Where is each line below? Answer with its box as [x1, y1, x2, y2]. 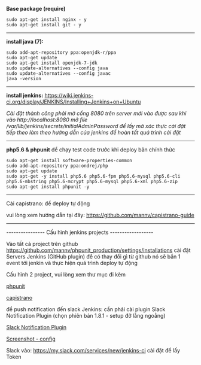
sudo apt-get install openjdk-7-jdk [6, 60, 98, 66]
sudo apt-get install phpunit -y [6, 184, 90, 190]
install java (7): [6, 38, 44, 45]
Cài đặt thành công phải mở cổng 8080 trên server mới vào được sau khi [6, 110, 187, 117]
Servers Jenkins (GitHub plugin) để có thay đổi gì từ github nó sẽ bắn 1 [6, 253, 181, 260]
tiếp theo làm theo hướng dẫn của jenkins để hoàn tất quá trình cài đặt [6, 129, 181, 136]
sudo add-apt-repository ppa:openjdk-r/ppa [6, 50, 117, 56]
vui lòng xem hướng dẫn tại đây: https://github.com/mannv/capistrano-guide [6, 212, 194, 218]
